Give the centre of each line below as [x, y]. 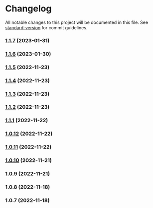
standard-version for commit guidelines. [46, 27]
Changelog [28, 9]
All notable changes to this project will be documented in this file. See [77, 22]
